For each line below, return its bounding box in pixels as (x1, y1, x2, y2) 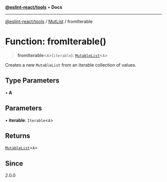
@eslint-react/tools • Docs (5, 4, 63, 10)
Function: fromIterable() (5, 36, 107, 47)
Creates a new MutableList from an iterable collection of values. (5, 62, 137, 68)
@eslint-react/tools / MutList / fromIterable (5, 18, 93, 24)
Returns (5, 131, 31, 140)
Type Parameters (5, 77, 60, 85)
